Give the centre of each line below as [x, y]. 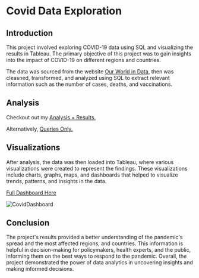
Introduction [30, 33]
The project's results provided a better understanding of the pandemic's [94, 237]
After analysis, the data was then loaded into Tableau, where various [90, 162]
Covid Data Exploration [64, 11]
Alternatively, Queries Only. [40, 129]
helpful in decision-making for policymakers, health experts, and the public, [99, 250]
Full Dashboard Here [31, 193]
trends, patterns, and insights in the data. [56, 181]
